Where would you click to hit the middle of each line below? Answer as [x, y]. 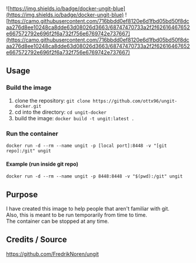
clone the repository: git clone [52, 100]
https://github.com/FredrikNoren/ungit [52, 254]
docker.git [28, 106]
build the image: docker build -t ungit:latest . [74, 118]
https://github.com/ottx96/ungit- [135, 101]
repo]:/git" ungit [29, 151]
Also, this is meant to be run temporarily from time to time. [77, 215]
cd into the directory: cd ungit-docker [61, 112]
